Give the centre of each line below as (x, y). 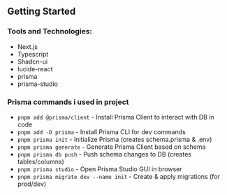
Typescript (33, 54)
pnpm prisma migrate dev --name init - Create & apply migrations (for (118, 176)
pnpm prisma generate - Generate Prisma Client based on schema (111, 147)
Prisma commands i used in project (68, 102)
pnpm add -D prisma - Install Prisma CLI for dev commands (102, 131)
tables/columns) (41, 161)
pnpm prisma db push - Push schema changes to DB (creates (104, 154)
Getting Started (42, 12)
